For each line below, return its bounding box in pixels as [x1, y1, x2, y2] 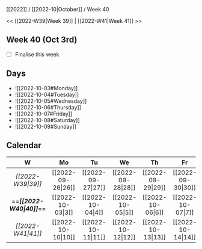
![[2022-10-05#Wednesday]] [14, 97, 87, 105]
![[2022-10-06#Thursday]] [14, 103, 81, 111]
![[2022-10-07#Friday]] [14, 110, 73, 117]
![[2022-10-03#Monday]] [14, 84, 78, 91]
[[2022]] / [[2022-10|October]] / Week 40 [6, 6, 109, 13]
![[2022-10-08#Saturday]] [14, 116, 80, 123]
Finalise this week [14, 51, 60, 58]
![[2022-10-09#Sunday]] [14, 123, 77, 130]
